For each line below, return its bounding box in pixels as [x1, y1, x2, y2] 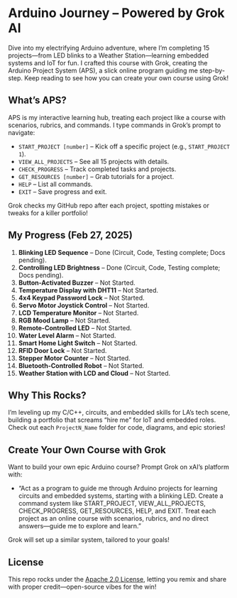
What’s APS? [8, 94, 67, 107]
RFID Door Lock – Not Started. [18, 346, 107, 354]
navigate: [8, 128, 35, 136]
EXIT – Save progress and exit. [18, 187, 107, 196]
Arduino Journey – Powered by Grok [8, 5, 226, 21]
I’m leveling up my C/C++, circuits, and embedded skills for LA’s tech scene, [8, 408, 230, 417]
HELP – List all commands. [18, 180, 93, 188]
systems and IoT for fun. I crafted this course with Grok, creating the [8, 58, 208, 67]
